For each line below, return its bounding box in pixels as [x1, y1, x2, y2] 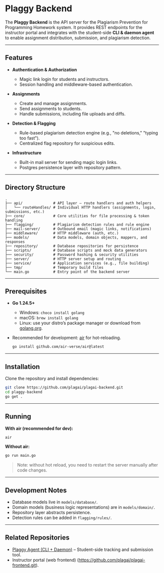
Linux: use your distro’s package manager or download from [19, 320, 141, 326]
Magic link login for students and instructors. [19, 76, 110, 82]
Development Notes [5, 486, 67, 495]
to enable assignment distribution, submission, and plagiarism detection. [5, 35, 151, 41]
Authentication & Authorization [12, 67, 77, 73]
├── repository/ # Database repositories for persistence [5, 243, 139, 248]
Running [5, 413, 32, 421]
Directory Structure [5, 183, 66, 192]
